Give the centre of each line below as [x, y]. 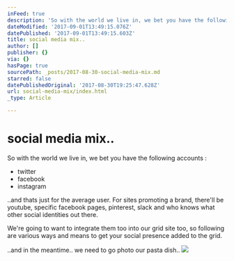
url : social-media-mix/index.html [57, 91]
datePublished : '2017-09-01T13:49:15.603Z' [71, 33]
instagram [32, 186]
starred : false [29, 79]
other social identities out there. [53, 214]
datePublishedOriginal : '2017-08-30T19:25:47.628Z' [84, 85]
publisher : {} [28, 53]
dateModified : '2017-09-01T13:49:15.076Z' [70, 27]
